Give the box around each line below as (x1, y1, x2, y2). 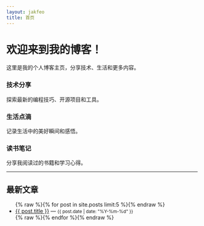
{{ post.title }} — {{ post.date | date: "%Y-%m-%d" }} (15, 208, 134, 215)
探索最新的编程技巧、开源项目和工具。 (6, 96, 102, 103)
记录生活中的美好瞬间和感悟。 (6, 127, 81, 135)
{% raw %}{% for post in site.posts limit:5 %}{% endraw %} (15, 201, 165, 208)
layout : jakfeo (6, 9, 45, 15)
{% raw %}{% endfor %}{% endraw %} (15, 214, 114, 221)
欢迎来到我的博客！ (6, 43, 103, 57)
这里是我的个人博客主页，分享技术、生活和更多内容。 (6, 64, 140, 71)
